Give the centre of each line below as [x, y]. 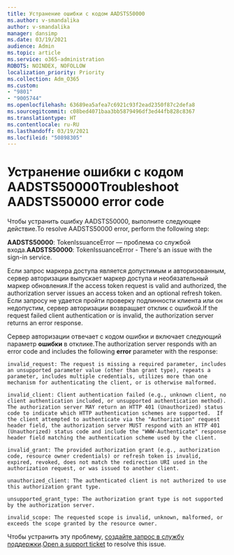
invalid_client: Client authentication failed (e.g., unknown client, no [117, 395]
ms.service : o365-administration [56, 60]
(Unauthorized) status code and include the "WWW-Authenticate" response [117, 432]
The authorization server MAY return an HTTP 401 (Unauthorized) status [115, 407]
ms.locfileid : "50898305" [45, 137]
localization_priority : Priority [56, 72]
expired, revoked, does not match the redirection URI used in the [108, 463]
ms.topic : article [34, 53]
